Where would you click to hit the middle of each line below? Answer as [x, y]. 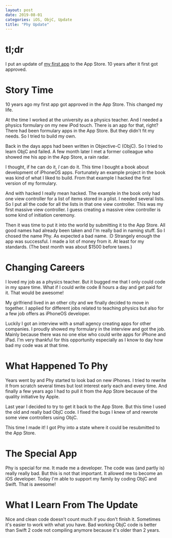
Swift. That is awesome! [31, 484]
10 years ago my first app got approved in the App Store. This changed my [84, 104]
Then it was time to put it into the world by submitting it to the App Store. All [85, 225]
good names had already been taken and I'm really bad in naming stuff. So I [85, 230]
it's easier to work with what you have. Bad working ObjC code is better [81, 525]
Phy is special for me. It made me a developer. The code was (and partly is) [85, 468]
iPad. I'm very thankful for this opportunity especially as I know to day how [84, 340]
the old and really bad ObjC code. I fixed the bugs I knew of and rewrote [82, 412]
